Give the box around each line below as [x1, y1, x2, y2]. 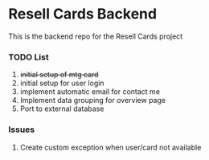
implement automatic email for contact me [19, 87, 161, 96]
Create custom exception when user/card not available [19, 142, 202, 152]
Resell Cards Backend [8, 5, 158, 23]
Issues [8, 124, 35, 135]
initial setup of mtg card [19, 70, 99, 80]
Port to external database [19, 104, 104, 113]
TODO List [8, 51, 50, 63]
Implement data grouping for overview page [19, 96, 166, 105]
